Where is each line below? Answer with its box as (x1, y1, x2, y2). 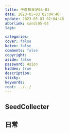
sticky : (5, 76, 21, 80)
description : (5, 71, 32, 76)
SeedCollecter (5, 103, 50, 111)
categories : (5, 34, 29, 39)
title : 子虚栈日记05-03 (5, 7, 50, 12)
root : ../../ (5, 84, 32, 89)
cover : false (5, 39, 32, 44)
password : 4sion (5, 62, 38, 67)
